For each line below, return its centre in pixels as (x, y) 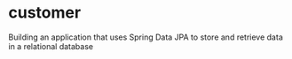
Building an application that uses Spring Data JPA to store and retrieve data (146, 37)
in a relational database (51, 46)
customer (45, 13)
